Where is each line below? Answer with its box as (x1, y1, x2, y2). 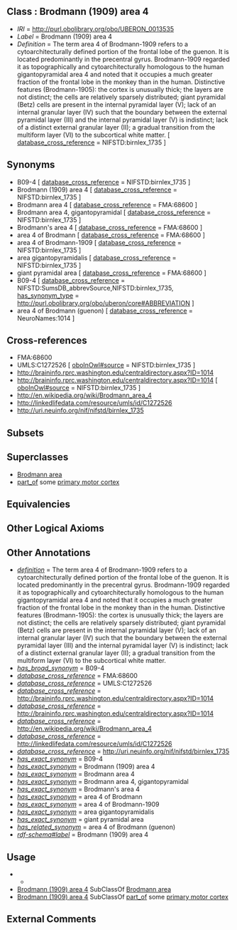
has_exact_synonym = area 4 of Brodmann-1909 (16, 800, 160, 809)
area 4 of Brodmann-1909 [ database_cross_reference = (16, 238, 182, 246)
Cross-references (6, 335, 88, 347)
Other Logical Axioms (6, 523, 104, 535)
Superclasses (6, 451, 69, 464)
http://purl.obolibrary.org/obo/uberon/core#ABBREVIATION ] (16, 298, 194, 307)
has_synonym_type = (16, 291, 79, 300)
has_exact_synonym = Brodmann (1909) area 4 (16, 762, 155, 771)
